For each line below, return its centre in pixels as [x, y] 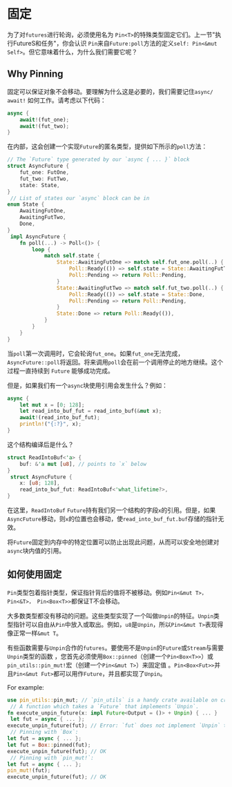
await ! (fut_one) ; [45, 119]
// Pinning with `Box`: [44, 732]
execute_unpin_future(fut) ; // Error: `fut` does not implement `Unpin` [114, 726]
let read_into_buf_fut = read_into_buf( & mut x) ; [91, 411]
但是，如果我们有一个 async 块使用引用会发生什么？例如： [87, 385]
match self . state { [72, 256]
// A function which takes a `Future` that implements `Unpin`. [104, 706]
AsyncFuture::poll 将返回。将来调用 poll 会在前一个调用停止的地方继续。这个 [115, 362]
